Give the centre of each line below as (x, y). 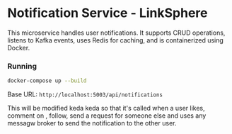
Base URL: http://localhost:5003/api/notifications (85, 94)
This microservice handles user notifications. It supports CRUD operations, (116, 33)
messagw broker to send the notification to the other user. (92, 123)
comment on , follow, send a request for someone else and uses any (107, 116)
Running (22, 66)
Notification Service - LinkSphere (108, 13)
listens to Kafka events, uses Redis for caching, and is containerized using (116, 40)
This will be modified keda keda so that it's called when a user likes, (106, 108)
